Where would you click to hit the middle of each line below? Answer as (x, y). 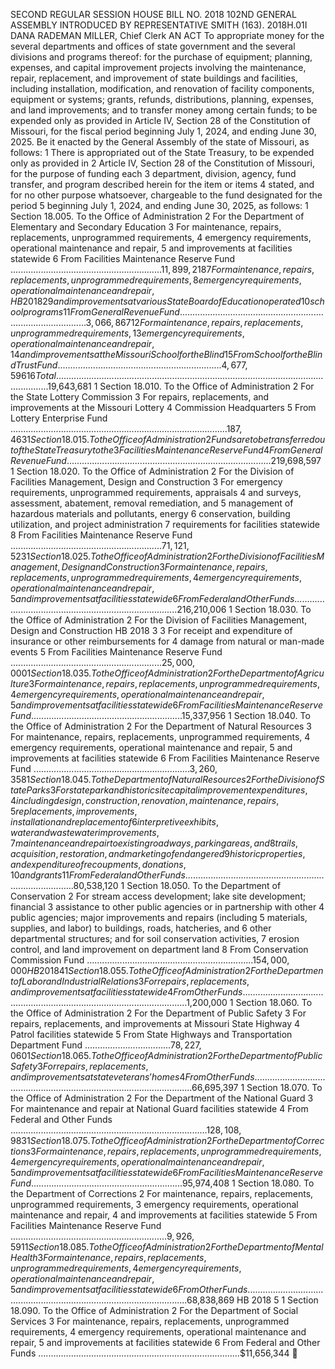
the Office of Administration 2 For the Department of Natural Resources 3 (161, 726)
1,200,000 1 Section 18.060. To (249, 1002)
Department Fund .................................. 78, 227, (106, 1045)
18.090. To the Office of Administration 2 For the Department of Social (154, 1310)
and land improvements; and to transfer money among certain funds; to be (164, 110)
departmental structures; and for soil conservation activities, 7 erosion (155, 938)
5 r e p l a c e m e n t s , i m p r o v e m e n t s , (74, 811)
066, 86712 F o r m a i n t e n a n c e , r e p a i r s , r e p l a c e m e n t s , (199, 322)
